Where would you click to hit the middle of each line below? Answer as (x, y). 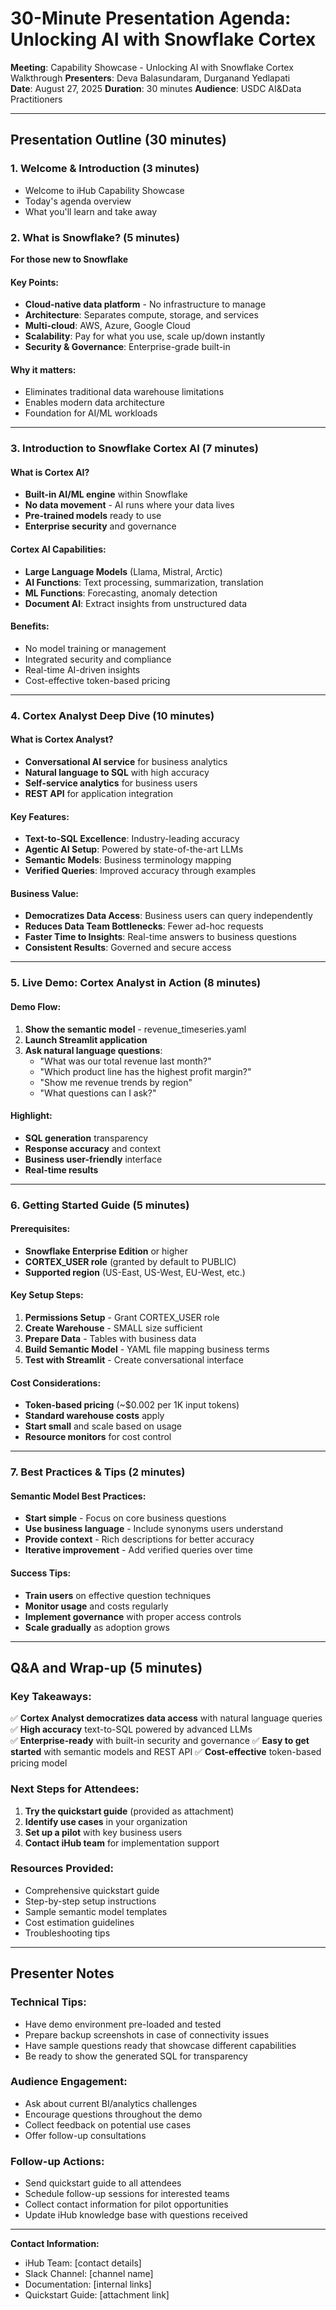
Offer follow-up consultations (85, 2135)
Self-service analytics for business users (111, 783)
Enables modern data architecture (94, 403)
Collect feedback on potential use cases (108, 2124)
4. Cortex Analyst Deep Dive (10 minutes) (112, 715)
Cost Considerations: (56, 1383)
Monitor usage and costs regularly (96, 1606)
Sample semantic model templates (96, 1911)
